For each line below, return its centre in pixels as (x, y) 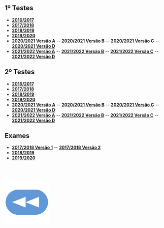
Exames (17, 136)
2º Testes (20, 72)
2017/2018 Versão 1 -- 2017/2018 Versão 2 (56, 147)
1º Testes (19, 8)
